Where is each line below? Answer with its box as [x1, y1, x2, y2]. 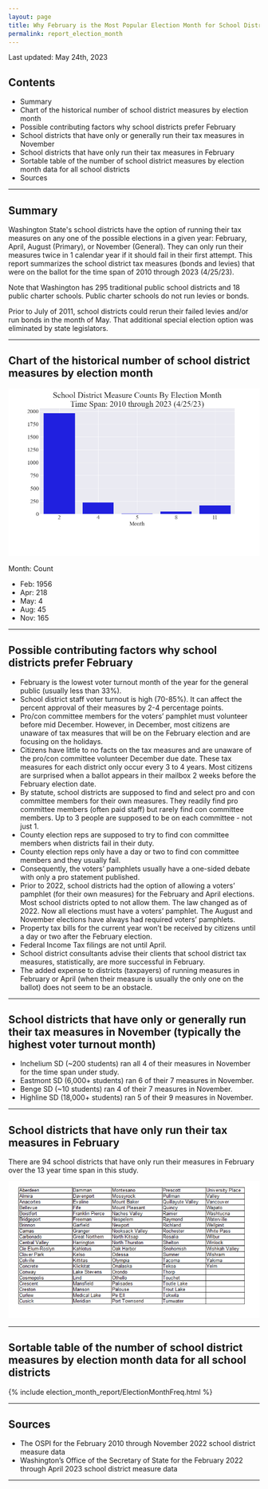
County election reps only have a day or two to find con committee [19, 846, 239, 857]
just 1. [19, 821, 40, 831]
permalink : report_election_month [8, 30, 124, 37]
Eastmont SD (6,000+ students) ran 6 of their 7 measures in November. [19, 1076, 254, 1085]
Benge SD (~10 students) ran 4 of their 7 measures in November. [19, 1085, 233, 1094]
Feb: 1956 [19, 579, 53, 589]
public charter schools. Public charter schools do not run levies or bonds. [8, 291, 250, 301]
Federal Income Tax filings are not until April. [19, 939, 167, 949]
